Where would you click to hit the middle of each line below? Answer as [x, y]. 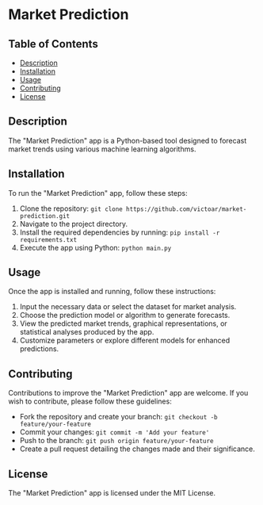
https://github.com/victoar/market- [186, 209]
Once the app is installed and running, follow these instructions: [112, 292]
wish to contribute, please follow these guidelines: [90, 401]
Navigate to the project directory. [74, 224]
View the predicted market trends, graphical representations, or [123, 323]
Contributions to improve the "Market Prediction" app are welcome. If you [128, 393]
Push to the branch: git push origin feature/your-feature [116, 441]
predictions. [39, 349]
